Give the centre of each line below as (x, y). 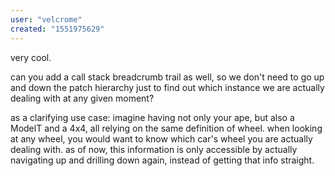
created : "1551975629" (57, 29)
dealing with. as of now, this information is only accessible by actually (154, 149)
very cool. (31, 57)
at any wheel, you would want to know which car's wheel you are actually (161, 138)
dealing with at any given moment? (82, 98)
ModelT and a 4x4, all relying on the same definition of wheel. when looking (166, 128)
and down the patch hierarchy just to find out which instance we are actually (167, 87)
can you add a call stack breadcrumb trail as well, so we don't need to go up (167, 77)
